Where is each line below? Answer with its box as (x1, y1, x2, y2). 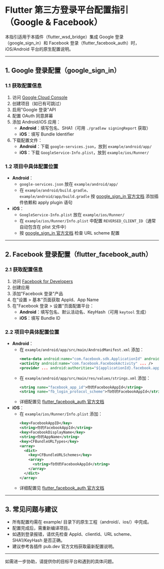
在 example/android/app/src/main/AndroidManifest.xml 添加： (19, 346, 144, 353)
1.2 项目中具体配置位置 (5, 163, 59, 169)
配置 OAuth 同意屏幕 (12, 113, 53, 119)
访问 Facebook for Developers (12, 278, 73, 284)
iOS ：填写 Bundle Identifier (19, 131, 74, 137)
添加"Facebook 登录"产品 (12, 290, 63, 296)
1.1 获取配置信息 (5, 82, 42, 89)
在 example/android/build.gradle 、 (19, 187, 91, 193)
